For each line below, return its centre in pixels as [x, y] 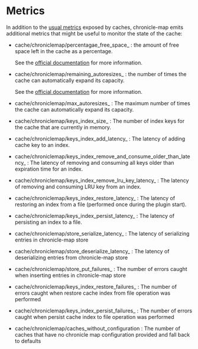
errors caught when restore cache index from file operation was [92, 293]
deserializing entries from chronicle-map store [71, 257]
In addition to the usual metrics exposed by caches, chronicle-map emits [95, 27]
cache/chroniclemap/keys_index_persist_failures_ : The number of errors [103, 311]
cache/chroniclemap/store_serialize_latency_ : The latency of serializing [102, 233]
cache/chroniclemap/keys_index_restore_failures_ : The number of [96, 286]
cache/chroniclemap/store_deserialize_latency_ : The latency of [92, 251]
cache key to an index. [42, 145]
